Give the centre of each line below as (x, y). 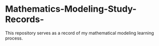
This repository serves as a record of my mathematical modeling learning (79, 33)
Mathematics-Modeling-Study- (71, 9)
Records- (25, 19)
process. (14, 38)
